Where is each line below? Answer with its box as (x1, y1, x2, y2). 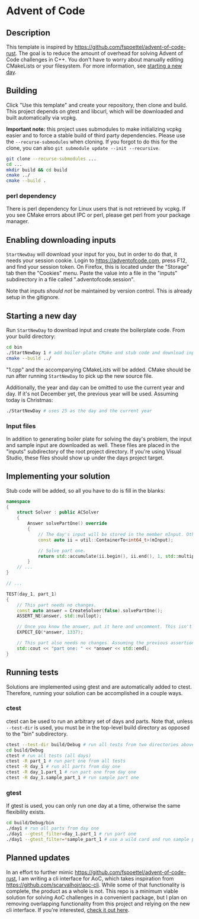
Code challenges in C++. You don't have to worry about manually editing (6, 56, 184, 63)
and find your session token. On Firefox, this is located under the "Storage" (6, 264, 190, 271)
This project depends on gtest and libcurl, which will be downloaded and (6, 108, 184, 115)
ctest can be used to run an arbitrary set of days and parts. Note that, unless (6, 718, 193, 725)
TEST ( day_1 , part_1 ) (6, 591, 57, 597)
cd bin (6, 345, 23, 351)
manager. (6, 218, 30, 225)
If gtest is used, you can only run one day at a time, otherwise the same (6, 802, 181, 809)
